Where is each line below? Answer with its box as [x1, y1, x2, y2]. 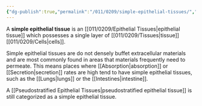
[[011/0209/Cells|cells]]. [6, 38, 66, 45]
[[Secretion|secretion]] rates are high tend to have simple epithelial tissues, [6, 68, 192, 75]
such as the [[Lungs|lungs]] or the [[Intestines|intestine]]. [6, 75, 148, 82]
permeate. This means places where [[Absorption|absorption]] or [6, 62, 168, 69]
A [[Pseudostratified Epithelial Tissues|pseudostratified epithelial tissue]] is [6, 86, 192, 93]
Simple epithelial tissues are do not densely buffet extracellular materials [6, 49, 186, 57]
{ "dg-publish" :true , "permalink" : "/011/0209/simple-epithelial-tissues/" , [6, 8, 195, 15]
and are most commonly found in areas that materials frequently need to [6, 56, 186, 63]
